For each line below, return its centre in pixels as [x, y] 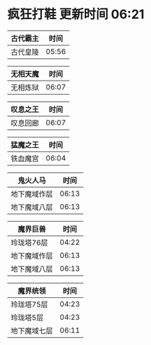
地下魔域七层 [32, 330]
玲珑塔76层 [29, 243]
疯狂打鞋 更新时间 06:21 [76, 14]
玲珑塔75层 [29, 304]
